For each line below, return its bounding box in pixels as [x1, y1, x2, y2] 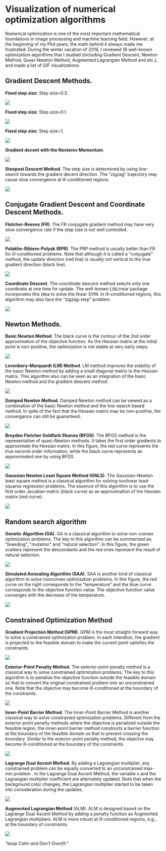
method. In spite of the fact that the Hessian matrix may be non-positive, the [5, 408, 161, 414]
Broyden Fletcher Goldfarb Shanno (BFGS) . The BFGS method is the [5, 432, 146, 439]
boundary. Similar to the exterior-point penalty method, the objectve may [5, 736, 154, 741]
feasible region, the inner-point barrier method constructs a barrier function [5, 726, 160, 731]
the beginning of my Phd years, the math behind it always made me [5, 41, 143, 47]
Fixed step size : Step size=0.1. [5, 109, 68, 115]
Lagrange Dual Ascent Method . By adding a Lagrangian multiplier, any [5, 760, 150, 766]
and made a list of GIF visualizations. [5, 62, 80, 68]
